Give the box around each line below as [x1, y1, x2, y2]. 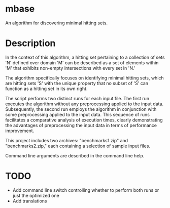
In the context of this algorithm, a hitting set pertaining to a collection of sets [5, 54, 165, 60]
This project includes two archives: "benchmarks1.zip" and [5, 137, 128, 143]
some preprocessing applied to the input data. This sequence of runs [5, 111, 150, 117]
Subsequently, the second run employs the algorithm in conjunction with [5, 106, 157, 112]
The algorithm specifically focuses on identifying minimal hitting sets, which [5, 74, 164, 81]
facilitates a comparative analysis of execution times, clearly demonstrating [5, 117, 163, 123]
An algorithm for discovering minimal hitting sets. [5, 20, 108, 26]
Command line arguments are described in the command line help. [5, 152, 145, 158]
